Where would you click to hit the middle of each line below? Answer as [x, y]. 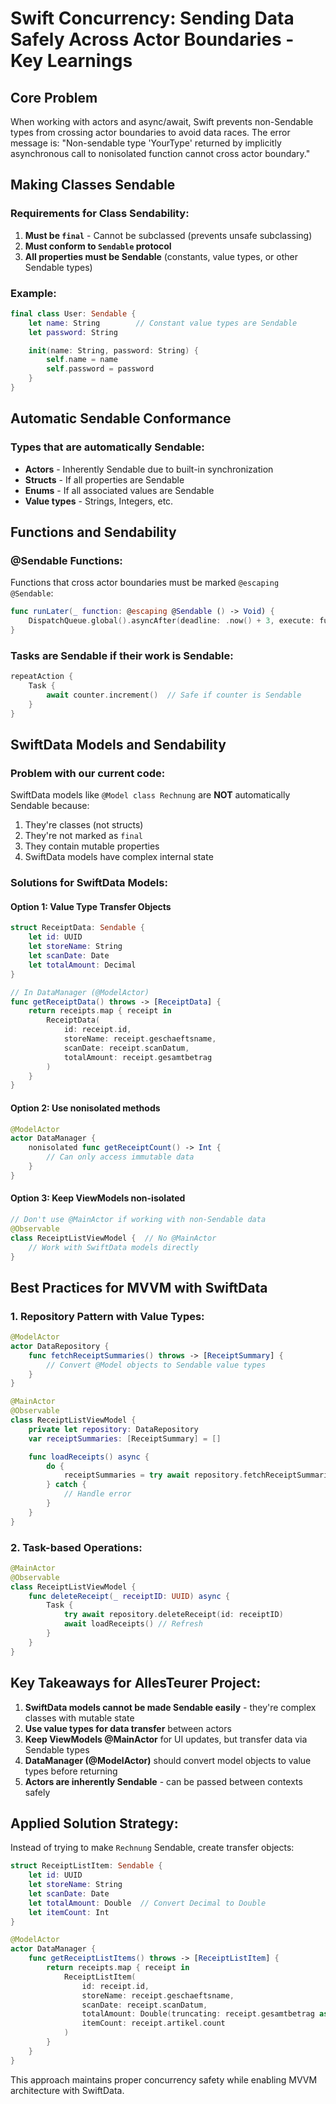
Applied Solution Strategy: [94, 1823]
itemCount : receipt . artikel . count [153, 2023]
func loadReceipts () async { [89, 1457]
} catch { [66, 1485]
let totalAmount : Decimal [82, 965]
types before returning [71, 1771]
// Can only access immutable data [120, 1157]
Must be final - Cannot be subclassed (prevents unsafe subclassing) [168, 235]
